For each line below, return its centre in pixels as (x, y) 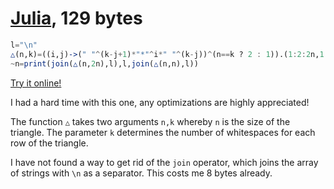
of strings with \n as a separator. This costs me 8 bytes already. (141, 173)
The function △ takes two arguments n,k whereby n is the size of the (150, 121)
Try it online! (36, 83)
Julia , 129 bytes (76, 18)
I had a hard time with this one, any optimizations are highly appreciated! (160, 102)
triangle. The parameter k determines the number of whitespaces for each (163, 132)
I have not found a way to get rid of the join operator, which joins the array (164, 162)
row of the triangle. (49, 143)
